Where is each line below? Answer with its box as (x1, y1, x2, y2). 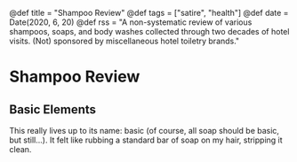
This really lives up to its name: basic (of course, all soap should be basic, (9, 126, 280, 135)
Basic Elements (9, 102, 96, 117)
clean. (9, 144, 32, 154)
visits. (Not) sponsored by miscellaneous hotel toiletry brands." (9, 35, 240, 46)
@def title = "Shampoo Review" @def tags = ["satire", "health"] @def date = (9, 8, 289, 18)
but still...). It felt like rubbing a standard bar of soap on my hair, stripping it (9, 135, 283, 145)
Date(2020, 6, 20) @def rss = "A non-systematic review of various (9, 17, 253, 27)
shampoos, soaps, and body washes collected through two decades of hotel (9, 27, 290, 36)
